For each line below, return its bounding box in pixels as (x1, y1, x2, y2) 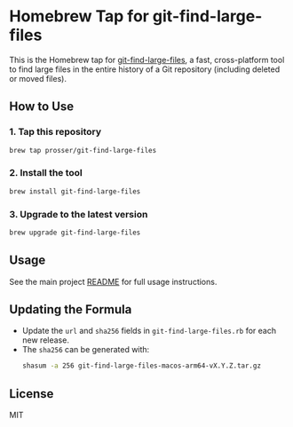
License (9, 386, 54, 401)
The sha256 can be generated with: (21, 344, 150, 355)
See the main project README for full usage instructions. (9, 276, 218, 287)
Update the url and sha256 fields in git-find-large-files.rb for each (21, 326, 277, 336)
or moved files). (9, 73, 67, 83)
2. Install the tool (9, 167, 83, 179)
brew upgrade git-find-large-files (9, 228, 141, 237)
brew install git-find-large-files (9, 186, 141, 196)
